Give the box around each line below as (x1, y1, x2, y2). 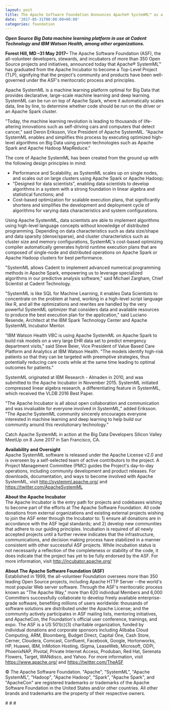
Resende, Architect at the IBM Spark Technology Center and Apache (5, 317, 147, 323)
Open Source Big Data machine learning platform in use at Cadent (5, 35, 147, 41)
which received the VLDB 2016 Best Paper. (5, 391, 94, 397)
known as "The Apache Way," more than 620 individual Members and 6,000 (5, 589, 162, 595)
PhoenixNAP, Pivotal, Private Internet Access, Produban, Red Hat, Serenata (5, 648, 161, 654)
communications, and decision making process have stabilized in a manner (5, 537, 161, 543)
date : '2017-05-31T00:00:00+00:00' (5, 17, 80, 22)
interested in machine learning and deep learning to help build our (5, 416, 142, 422)
